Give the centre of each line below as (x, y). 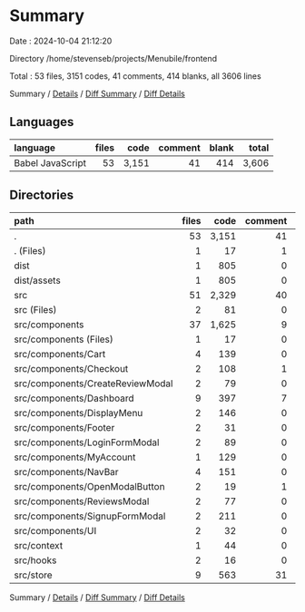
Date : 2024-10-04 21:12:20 (61, 41)
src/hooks (35, 560)
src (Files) (35, 309)
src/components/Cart (60, 354)
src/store (33, 575)
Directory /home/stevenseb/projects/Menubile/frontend (113, 58)
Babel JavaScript (50, 162)
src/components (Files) (64, 339)
